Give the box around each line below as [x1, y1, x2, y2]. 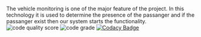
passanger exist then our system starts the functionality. [6, 18, 147, 24]
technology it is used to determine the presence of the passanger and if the [6, 11, 195, 18]
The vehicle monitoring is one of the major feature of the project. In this [6, 5, 185, 12]
